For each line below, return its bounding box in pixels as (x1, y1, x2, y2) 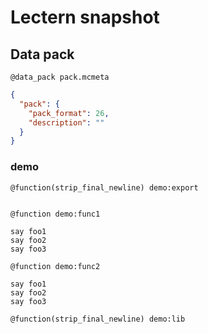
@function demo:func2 (10, 261, 101, 271)
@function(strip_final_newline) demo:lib (10, 314, 186, 324)
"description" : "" (28, 117, 105, 128)
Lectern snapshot (10, 6, 160, 29)
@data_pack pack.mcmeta (10, 72, 110, 82)
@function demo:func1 (10, 209, 101, 219)
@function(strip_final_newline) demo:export (10, 182, 199, 193)
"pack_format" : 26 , (28, 108, 110, 118)
